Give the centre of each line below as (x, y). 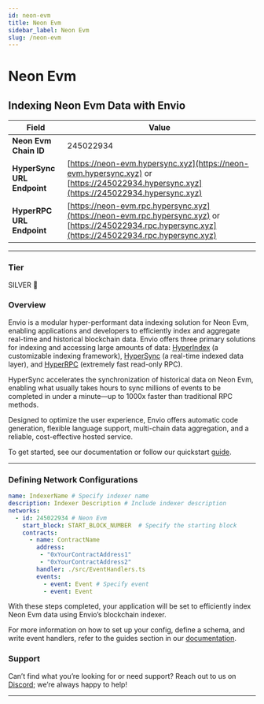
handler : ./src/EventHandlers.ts (91, 569)
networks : (24, 510)
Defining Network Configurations (73, 479)
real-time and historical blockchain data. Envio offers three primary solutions (132, 339)
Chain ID (28, 151)
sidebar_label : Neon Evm (49, 30)
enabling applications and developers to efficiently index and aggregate (124, 330)
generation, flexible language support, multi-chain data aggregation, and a (128, 428)
